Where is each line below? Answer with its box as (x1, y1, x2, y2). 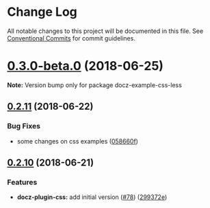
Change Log (7, 4, 77, 20)
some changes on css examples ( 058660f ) (16, 137, 139, 145)
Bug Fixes (7, 122, 41, 131)
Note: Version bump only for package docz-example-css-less (7, 80, 183, 89)
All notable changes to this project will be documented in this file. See (7, 27, 204, 35)
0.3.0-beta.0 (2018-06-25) (7, 58, 164, 74)
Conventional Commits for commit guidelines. (7, 34, 135, 42)
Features (7, 177, 38, 187)
